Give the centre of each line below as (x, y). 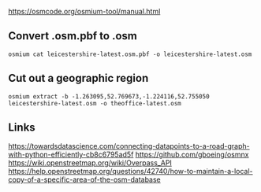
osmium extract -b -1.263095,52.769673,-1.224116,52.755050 (109, 96)
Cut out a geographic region (78, 78)
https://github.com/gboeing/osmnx (192, 155)
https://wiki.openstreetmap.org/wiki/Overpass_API (90, 163)
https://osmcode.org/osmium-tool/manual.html (84, 11)
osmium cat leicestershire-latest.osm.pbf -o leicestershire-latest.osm (130, 54)
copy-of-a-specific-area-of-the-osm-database (85, 179)
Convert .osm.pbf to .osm (73, 36)
